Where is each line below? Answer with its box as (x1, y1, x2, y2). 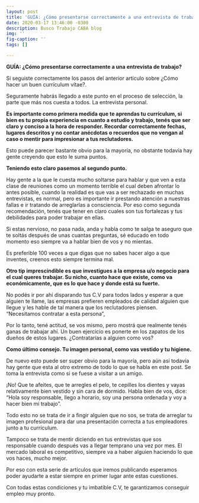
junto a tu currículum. (6, 424, 59, 431)
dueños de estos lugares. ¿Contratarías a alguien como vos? (6, 334, 154, 341)
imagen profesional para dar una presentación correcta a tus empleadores (6, 418, 188, 425)
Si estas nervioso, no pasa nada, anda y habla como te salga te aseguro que (6, 225, 192, 232)
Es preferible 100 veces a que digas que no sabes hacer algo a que (6, 249, 170, 257)
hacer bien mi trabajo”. (6, 400, 61, 407)
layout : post (6, 8, 38, 15)
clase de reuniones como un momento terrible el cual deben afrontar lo (6, 182, 180, 190)
